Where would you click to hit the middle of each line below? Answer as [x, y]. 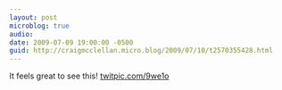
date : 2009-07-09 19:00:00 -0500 [71, 42]
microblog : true [39, 26]
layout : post [33, 17]
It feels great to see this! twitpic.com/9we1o [89, 76]
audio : [21, 34]
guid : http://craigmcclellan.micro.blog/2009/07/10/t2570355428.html [141, 51]
